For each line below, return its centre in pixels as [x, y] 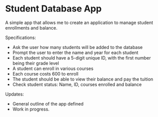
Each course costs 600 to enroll [45, 73]
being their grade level [36, 63]
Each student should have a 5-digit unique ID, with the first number [82, 57]
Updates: [15, 94]
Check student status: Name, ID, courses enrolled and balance [77, 84]
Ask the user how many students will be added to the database [77, 47]
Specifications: [21, 37]
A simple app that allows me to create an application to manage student [79, 22]
